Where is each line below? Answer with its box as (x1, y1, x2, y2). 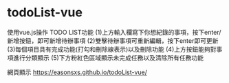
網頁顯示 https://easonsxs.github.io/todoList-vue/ (7, 68, 148, 76)
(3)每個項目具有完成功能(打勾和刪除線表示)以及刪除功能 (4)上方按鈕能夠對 (7, 45, 217, 53)
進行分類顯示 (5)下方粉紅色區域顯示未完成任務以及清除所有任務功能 (12, 53, 204, 62)
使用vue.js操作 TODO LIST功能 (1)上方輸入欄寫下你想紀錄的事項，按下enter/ (7, 28, 221, 36)
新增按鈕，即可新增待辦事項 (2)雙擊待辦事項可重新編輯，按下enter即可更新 (7, 36, 219, 45)
